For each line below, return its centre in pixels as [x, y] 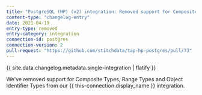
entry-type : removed [32, 28]
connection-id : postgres [37, 39]
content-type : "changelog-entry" [48, 17]
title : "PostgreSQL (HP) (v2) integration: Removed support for [88, 12]
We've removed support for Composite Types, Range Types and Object [95, 79]
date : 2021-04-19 [28, 23]
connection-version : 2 [35, 45]
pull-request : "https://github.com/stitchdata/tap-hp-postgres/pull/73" [99, 51]
